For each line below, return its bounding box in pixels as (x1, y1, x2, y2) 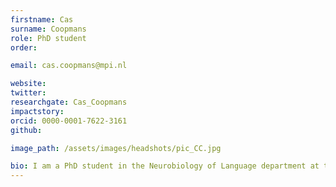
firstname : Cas (10, 14, 74, 25)
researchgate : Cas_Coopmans (10, 97, 128, 107)
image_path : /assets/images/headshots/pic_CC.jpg (10, 143, 222, 153)
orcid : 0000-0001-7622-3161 (10, 116, 128, 126)
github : (10, 125, 43, 135)
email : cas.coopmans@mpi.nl (10, 61, 128, 71)
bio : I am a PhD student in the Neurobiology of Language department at (10, 161, 320, 171)
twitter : (10, 88, 47, 98)
